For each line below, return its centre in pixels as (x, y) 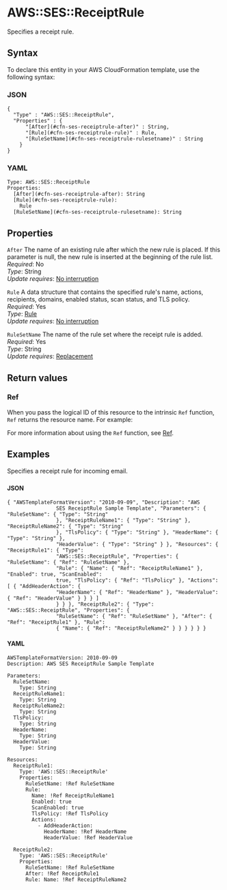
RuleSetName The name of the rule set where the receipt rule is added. (105, 334)
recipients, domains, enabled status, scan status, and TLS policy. (98, 299)
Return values (38, 378)
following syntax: (31, 77)
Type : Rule (22, 314)
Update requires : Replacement (50, 356)
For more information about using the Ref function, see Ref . (91, 432)
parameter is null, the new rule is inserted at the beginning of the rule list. (110, 257)
